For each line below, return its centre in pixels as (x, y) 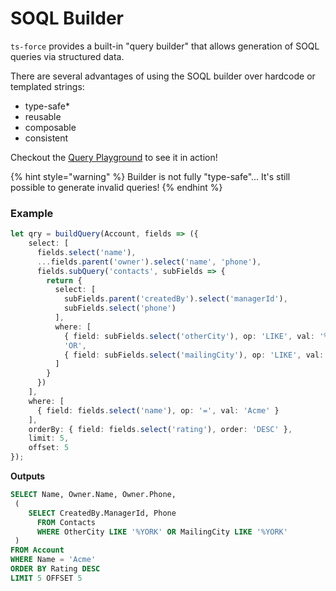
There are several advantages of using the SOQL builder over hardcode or (163, 76)
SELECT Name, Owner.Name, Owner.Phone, (93, 495)
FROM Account (37, 550)
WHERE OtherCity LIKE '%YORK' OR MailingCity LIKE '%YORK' (162, 532)
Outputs (28, 476)
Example (32, 213)
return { (64, 280)
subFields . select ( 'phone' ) (120, 308)
